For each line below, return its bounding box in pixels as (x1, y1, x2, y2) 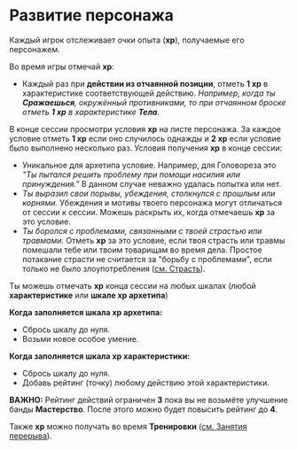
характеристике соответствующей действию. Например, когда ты (21, 88, 276, 98)
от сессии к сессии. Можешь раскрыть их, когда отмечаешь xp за (21, 206, 276, 217)
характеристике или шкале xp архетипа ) (9, 290, 168, 300)
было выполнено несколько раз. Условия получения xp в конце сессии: (9, 143, 283, 153)
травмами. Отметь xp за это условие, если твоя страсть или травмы (21, 235, 285, 245)
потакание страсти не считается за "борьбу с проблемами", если (21, 253, 272, 264)
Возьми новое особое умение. (21, 333, 139, 344)
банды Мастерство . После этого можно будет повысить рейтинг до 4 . (9, 404, 278, 415)
